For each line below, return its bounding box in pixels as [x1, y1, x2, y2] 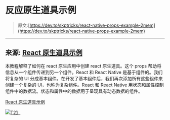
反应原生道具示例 [5, 5, 77, 16]
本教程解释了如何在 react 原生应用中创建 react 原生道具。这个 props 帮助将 [5, 63, 162, 69]
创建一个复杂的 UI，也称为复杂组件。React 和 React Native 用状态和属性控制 [5, 82, 164, 88]
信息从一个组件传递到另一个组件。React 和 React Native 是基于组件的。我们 [5, 69, 163, 75]
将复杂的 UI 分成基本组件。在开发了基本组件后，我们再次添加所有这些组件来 [5, 75, 163, 81]
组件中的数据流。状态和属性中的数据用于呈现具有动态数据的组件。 [5, 88, 143, 94]
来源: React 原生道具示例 [5, 48, 82, 57]
